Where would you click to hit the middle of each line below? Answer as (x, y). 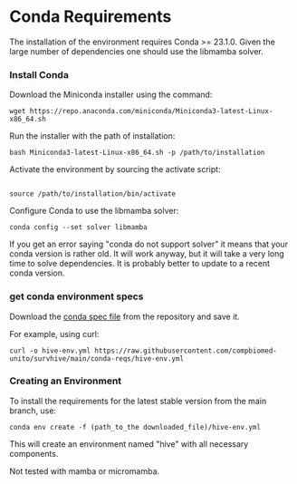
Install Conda (39, 74)
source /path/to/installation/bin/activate (93, 194)
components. (34, 453)
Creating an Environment (66, 381)
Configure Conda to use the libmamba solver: (94, 211)
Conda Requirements (91, 17)
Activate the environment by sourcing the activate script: (115, 169)
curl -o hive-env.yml (50, 351)
